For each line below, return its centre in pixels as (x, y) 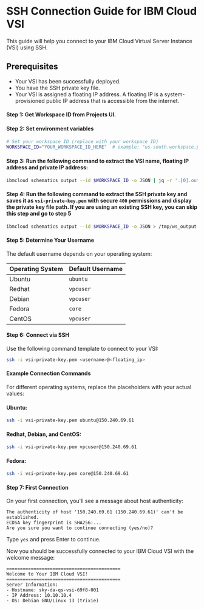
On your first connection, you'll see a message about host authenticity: (95, 501)
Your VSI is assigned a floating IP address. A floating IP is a (89, 94)
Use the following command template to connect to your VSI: (83, 348)
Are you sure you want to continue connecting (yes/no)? (80, 528)
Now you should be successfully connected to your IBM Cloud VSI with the (100, 551)
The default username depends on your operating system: (79, 253)
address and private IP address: (47, 167)
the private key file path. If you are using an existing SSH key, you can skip (102, 207)
